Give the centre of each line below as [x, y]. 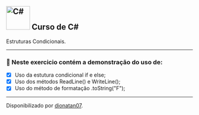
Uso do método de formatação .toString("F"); [70, 88]
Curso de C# [55, 27]
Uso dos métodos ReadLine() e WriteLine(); [68, 82]
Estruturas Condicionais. [36, 41]
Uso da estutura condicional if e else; [60, 75]
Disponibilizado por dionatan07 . [44, 106]
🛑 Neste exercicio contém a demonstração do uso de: [84, 62]
